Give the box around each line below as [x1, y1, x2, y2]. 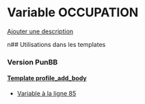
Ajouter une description [7, 27, 74, 35]
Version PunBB [7, 57, 58, 67]
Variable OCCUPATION [7, 5, 139, 20]
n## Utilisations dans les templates [7, 40, 106, 48]
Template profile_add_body [7, 74, 87, 82]
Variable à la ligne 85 [16, 90, 77, 98]
